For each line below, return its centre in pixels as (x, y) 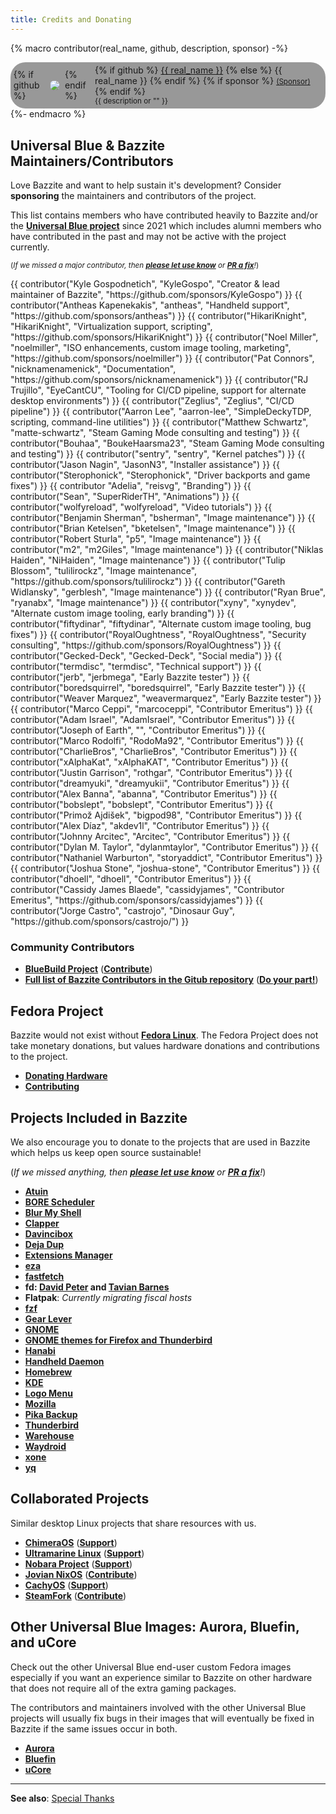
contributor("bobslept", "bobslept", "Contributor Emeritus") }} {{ (142, 805)
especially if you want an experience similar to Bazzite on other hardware (161, 1677)
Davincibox (48, 1233)
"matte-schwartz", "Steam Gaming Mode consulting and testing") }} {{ (155, 433)
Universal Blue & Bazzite (88, 145)
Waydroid (45, 1446)
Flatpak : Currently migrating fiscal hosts (108, 1297)
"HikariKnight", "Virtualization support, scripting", (111, 327)
